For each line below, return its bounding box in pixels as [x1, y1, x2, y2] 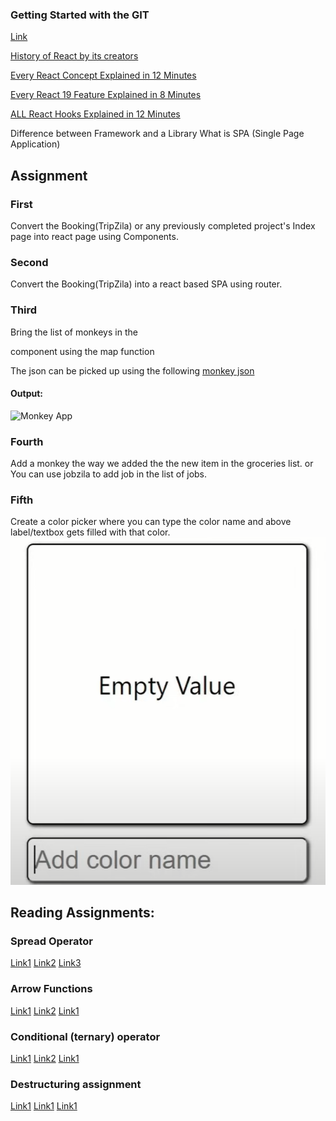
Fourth [10, 434, 44, 448]
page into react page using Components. [10, 230, 179, 242]
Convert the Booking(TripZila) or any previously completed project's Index [10, 219, 316, 232]
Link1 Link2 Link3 [10, 957, 82, 969]
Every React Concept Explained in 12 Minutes [10, 69, 197, 82]
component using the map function [10, 345, 155, 357]
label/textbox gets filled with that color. [10, 526, 171, 538]
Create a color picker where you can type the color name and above [10, 516, 292, 528]
